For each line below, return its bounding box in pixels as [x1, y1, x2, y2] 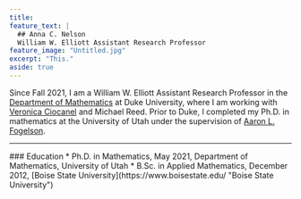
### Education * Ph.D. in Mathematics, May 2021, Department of [9, 151, 248, 162]
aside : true [9, 63, 54, 72]
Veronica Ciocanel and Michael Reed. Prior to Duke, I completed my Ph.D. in [9, 106, 289, 117]
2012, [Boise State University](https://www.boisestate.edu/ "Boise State [9, 170, 274, 180]
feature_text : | [9, 21, 70, 30]
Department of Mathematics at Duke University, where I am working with [9, 96, 278, 107]
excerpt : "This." [9, 54, 74, 63]
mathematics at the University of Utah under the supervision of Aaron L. [9, 115, 275, 126]
